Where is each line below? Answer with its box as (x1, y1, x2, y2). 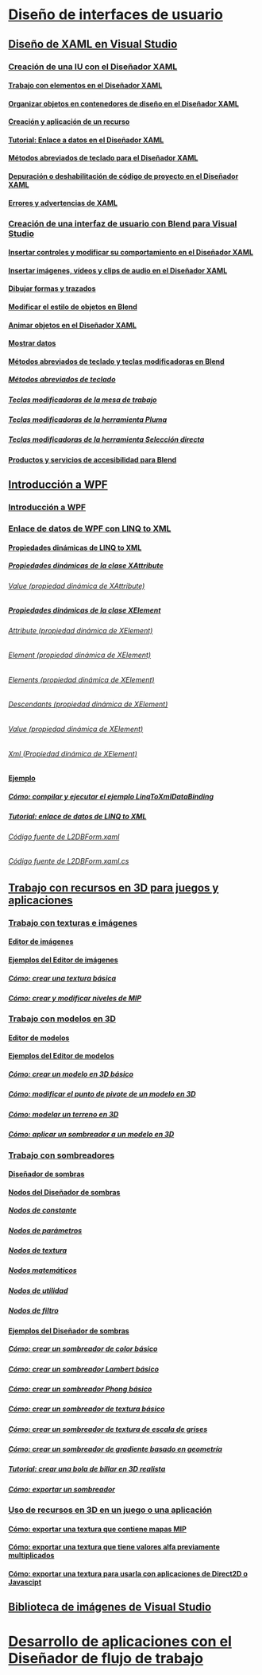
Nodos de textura (8, 1246, 67, 1255)
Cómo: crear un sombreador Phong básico (8, 1384, 152, 1394)
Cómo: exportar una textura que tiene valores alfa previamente (8, 1542, 221, 1552)
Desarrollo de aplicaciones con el (8, 1632, 232, 1650)
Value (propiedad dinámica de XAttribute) (8, 581, 145, 590)
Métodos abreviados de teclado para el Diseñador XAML (8, 153, 198, 163)
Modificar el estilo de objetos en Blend (8, 302, 137, 311)
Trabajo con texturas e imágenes (8, 917, 137, 928)
